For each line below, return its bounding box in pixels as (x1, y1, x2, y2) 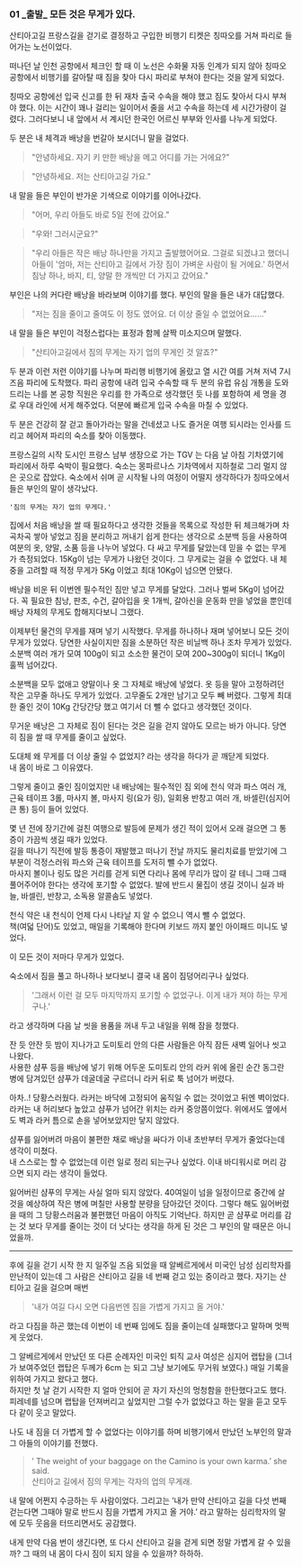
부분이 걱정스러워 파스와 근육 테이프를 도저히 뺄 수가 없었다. (9, 857, 218, 867)
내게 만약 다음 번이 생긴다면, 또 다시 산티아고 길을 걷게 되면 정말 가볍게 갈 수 (9, 1537, 275, 1548)
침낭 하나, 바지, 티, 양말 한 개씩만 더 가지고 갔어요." (31, 270, 209, 281)
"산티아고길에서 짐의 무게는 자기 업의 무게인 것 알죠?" (31, 347, 218, 358)
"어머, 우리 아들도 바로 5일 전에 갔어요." (31, 209, 170, 220)
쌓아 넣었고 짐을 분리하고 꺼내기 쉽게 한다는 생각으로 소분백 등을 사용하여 (32, 531, 288, 542)
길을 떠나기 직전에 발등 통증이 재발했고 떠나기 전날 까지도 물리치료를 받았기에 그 (9, 846, 288, 857)
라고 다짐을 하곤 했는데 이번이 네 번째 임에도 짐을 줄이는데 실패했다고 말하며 (9, 1321, 273, 1332)
